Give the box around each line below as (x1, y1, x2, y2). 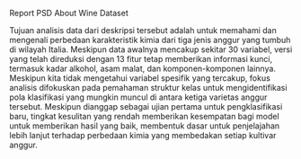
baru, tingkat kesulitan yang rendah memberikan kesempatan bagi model (9, 111, 280, 121)
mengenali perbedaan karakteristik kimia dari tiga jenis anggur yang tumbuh (9, 35, 291, 45)
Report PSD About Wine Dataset (9, 8, 128, 18)
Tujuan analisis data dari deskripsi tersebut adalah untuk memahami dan (9, 25, 277, 35)
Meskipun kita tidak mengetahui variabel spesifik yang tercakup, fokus (9, 73, 271, 84)
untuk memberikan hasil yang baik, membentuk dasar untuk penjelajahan (9, 120, 280, 131)
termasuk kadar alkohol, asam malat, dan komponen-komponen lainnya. (9, 63, 277, 74)
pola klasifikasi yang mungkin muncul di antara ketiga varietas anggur (9, 92, 268, 102)
